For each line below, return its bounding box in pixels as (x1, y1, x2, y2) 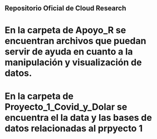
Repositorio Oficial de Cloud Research (5, 4, 126, 13)
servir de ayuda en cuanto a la (5, 45, 133, 57)
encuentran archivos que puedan (5, 35, 146, 47)
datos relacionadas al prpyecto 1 (5, 122, 143, 134)
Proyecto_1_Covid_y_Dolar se (5, 101, 127, 113)
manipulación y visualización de (5, 57, 142, 68)
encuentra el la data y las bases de (5, 112, 152, 123)
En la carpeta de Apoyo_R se (5, 24, 126, 36)
